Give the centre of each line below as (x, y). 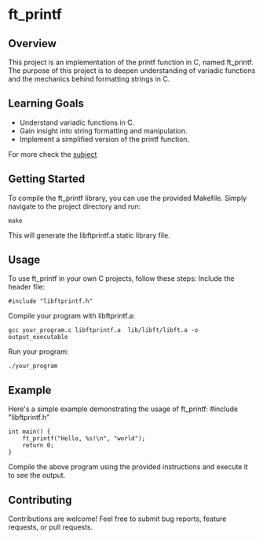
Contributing (40, 500)
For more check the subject (53, 154)
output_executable (38, 337)
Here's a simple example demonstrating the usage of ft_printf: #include (123, 409)
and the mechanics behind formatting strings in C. (89, 79)
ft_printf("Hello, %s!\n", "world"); (84, 439)
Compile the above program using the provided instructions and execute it (128, 467)
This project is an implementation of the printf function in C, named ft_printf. (131, 62)
